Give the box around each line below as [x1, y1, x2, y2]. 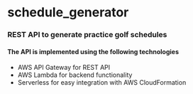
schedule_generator [7, 4, 129, 21]
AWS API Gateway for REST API [17, 63, 111, 72]
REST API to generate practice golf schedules [7, 30, 167, 40]
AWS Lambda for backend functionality [17, 70, 133, 79]
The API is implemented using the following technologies [7, 47, 180, 56]
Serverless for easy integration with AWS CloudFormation [17, 78, 187, 87]
